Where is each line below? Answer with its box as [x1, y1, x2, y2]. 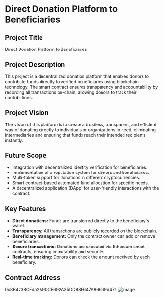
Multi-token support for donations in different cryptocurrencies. [12, 175, 141, 181]
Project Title [5, 33, 43, 42]
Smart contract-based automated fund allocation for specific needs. [12, 180, 149, 186]
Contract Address [5, 273, 61, 282]
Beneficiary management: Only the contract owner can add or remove [12, 233, 155, 239]
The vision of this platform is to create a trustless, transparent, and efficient [5, 122, 157, 127]
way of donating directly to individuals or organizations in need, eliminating [5, 126, 156, 133]
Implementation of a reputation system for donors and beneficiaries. [12, 170, 150, 175]
